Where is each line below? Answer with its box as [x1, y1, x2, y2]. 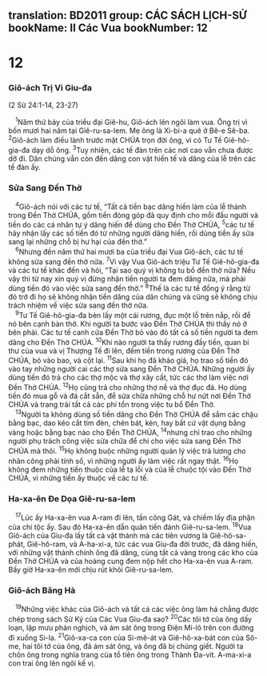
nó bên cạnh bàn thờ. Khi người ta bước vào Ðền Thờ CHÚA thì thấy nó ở [8, 319, 248, 329]
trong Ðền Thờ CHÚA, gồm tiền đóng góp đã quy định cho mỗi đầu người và [8, 210, 258, 219]
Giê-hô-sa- [209, 531, 247, 541]
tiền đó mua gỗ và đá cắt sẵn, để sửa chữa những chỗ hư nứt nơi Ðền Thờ [8, 391, 252, 401]
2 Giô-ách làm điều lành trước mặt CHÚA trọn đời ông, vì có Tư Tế [8, 134, 222, 145]
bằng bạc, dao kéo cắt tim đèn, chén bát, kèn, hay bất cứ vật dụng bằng [8, 418, 246, 428]
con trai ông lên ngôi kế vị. [8, 658, 96, 668]
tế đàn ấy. [8, 162, 42, 171]
